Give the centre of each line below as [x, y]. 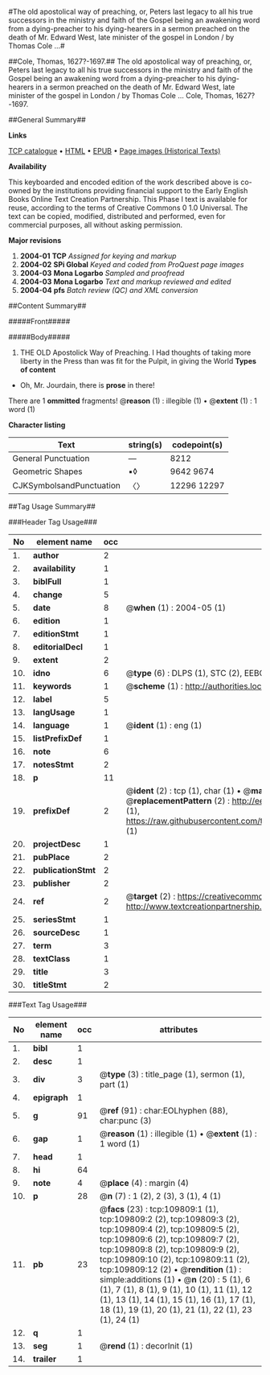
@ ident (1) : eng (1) [164, 725]
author [46, 556]
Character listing [37, 425]
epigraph [51, 1097]
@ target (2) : [151, 896]
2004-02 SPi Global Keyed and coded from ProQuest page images [132, 264]
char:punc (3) [125, 1120]
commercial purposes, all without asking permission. [96, 225]
